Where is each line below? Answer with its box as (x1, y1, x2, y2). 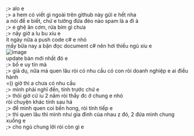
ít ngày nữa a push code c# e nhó (6, 36, 87, 43)
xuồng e (6, 117, 26, 124)
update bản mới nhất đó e (6, 55, 68, 62)
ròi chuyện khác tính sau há (6, 98, 73, 105)
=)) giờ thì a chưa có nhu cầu (6, 80, 76, 87)
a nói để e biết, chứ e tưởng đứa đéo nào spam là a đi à (6, 18, 139, 24)
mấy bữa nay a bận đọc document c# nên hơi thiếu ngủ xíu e (6, 42, 152, 49)
